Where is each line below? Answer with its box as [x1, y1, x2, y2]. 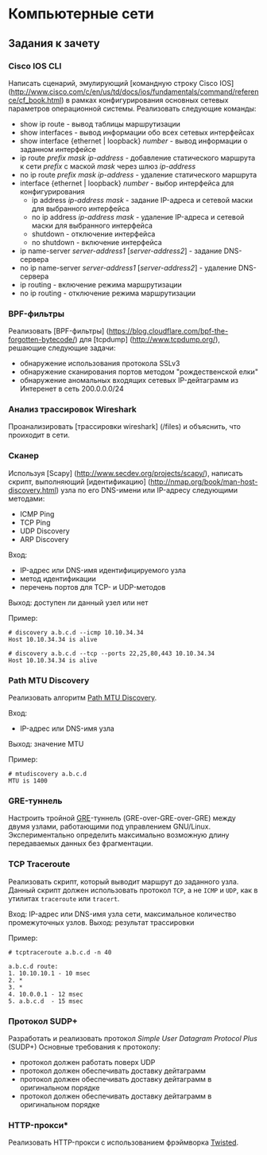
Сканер [8, 451, 40, 462]
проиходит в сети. [8, 431, 70, 440]
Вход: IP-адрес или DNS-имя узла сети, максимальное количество [8, 909, 237, 919]
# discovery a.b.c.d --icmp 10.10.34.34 [8, 628, 145, 637]
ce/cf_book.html [8, 95, 62, 104]
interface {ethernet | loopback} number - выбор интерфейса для [19, 178, 234, 188]
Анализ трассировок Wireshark [8, 404, 137, 415]
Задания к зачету [8, 37, 101, 50]
